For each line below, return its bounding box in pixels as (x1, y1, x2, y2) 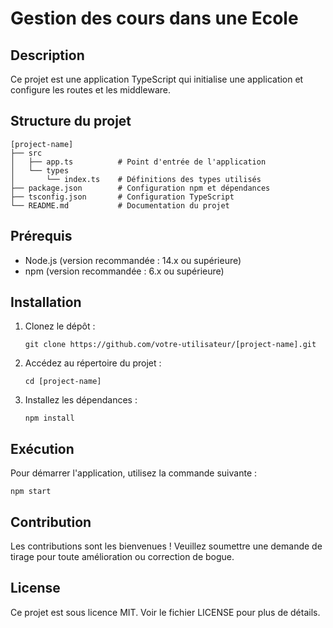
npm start (10, 487, 52, 497)
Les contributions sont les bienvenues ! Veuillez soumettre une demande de (10, 540, 323, 552)
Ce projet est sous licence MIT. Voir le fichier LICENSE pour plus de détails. (10, 606, 321, 618)
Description (10, 47, 85, 64)
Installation (10, 294, 82, 311)
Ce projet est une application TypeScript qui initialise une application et (10, 73, 304, 85)
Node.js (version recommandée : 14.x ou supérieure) (24, 254, 242, 266)
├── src (10, 148, 43, 158)
